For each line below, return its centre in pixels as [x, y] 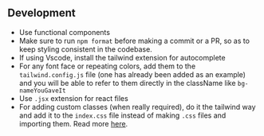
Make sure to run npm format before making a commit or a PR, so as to [134, 41]
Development [42, 13]
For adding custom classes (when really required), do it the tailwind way [137, 107]
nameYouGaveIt [42, 91]
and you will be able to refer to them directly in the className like [127, 83]
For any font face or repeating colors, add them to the [107, 66]
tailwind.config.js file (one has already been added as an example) [132, 74]
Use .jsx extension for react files [73, 98]
